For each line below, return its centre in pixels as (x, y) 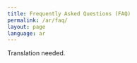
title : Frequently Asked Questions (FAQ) (69, 14)
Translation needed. (36, 53)
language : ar (26, 33)
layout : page (26, 27)
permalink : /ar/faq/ (38, 20)
